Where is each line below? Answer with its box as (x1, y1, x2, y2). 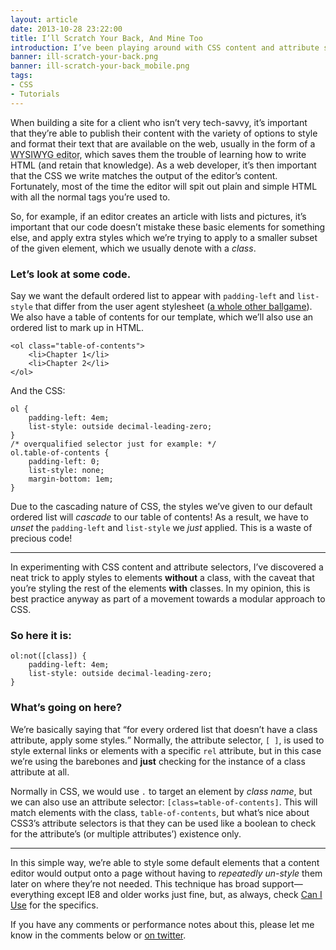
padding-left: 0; (28, 456, 101, 466)
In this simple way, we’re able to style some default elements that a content (10, 856, 320, 868)
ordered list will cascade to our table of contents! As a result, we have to (10, 511, 309, 523)
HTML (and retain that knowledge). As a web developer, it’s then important (10, 159, 317, 171)
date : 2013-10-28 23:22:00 (10, 24, 123, 34)
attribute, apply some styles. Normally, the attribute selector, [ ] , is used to (10, 734, 325, 746)
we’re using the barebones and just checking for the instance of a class (10, 755, 306, 767)
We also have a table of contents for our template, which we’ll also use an (10, 311, 314, 323)
